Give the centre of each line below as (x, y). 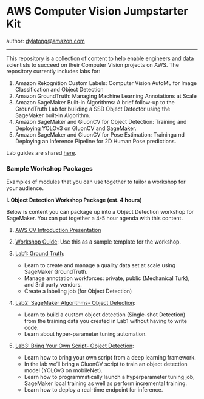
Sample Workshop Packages (49, 168)
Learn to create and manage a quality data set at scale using (100, 265)
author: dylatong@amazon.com (46, 41)
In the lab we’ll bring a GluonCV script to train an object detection (106, 364)
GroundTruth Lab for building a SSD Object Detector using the (93, 109)
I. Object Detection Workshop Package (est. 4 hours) (74, 200)
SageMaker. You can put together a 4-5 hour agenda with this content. (95, 218)
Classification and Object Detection (59, 89)
